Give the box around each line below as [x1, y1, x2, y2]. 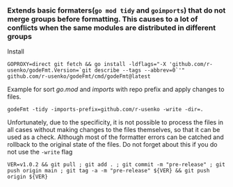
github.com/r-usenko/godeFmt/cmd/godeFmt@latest [7, 73, 151, 80]
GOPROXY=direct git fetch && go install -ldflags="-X [7, 61, 167, 68]
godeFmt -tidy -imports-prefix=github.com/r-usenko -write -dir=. [7, 106, 204, 113]
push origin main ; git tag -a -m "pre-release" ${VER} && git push [7, 168, 210, 174]
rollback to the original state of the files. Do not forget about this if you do [7, 140, 218, 149]
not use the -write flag [7, 148, 73, 156]
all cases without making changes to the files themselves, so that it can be [7, 126, 220, 134]
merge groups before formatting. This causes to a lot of [7, 14, 198, 24]
